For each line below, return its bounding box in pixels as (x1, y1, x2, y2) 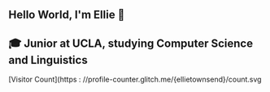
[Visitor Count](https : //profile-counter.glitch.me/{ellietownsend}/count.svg (8, 74, 262, 85)
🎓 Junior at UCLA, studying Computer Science (8, 36, 254, 50)
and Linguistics (8, 53, 88, 67)
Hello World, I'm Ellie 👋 (8, 8, 125, 22)
